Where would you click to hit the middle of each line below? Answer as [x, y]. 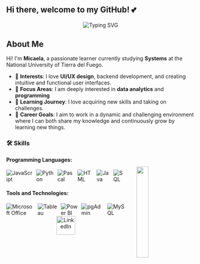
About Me [25, 44]
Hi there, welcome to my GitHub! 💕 [71, 10]
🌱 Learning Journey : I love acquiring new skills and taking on [90, 102]
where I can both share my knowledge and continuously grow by [95, 121]
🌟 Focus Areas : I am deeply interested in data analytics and [89, 89]
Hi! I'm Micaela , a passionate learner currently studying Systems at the [94, 59]
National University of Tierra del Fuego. [55, 65]
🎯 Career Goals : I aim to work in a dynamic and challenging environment [104, 115]
